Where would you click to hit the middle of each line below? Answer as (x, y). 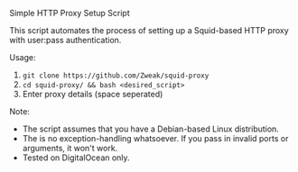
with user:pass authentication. (65, 40)
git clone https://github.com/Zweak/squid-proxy (116, 76)
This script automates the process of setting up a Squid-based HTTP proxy (149, 30)
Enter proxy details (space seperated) (93, 94)
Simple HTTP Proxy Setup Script (70, 13)
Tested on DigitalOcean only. (76, 158)
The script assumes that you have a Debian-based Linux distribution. (151, 129)
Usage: (23, 57)
